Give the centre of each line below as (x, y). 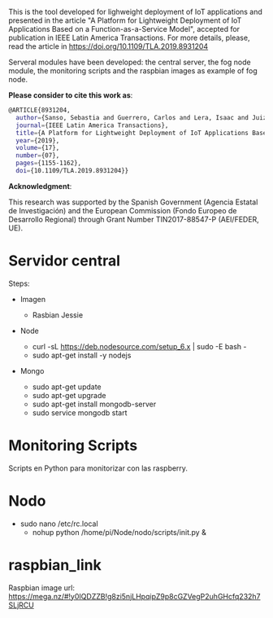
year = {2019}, (38, 140)
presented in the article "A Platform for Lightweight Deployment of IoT (125, 20)
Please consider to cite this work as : (71, 95)
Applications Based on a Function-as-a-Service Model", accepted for (124, 29)
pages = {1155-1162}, (49, 163)
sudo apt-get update (67, 387)
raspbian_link (55, 565)
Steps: (19, 283)
